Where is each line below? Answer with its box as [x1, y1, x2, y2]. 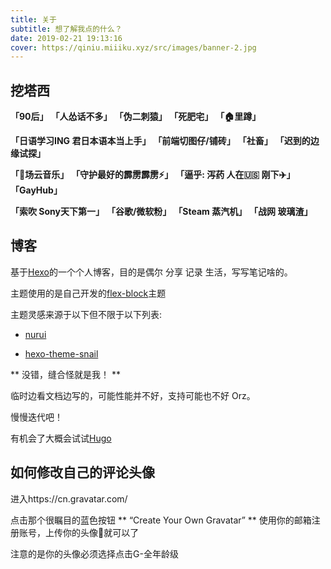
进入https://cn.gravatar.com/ [10, 492, 128, 505]
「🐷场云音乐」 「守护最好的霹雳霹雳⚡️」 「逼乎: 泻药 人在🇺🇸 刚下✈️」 [10, 169, 296, 181]
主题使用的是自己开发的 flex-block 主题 [10, 287, 167, 299]
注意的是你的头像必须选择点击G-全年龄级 [10, 547, 179, 560]
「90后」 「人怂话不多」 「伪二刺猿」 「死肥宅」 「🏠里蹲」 [10, 111, 262, 123]
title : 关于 [10, 14, 57, 25]
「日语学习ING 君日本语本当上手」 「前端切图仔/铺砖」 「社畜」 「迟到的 [10, 135, 311, 147]
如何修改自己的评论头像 [10, 464, 155, 481]
